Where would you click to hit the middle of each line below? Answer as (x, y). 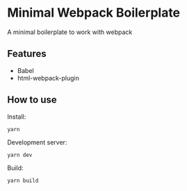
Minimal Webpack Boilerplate (94, 13)
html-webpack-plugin (48, 78)
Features (27, 54)
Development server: (37, 142)
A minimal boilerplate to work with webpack (70, 32)
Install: (17, 117)
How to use (32, 100)
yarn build (23, 181)
